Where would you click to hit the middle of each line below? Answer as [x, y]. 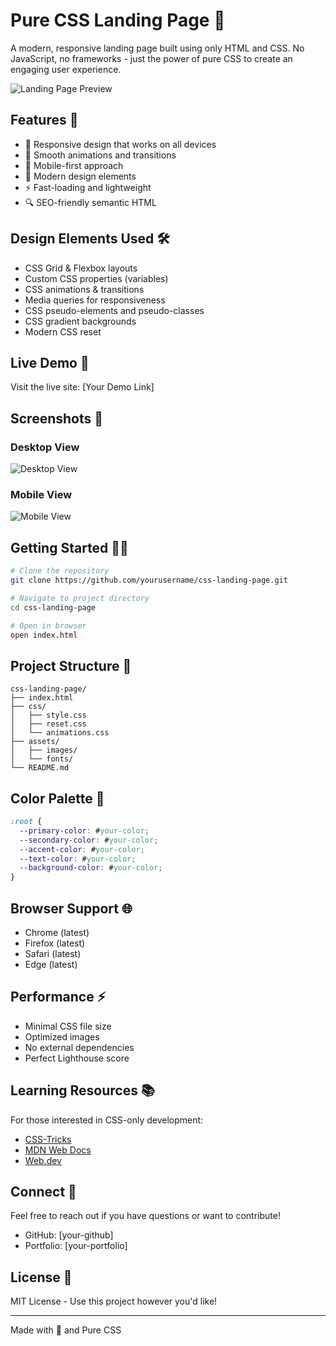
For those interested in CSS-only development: [107, 1120]
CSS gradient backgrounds [80, 321]
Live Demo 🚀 [50, 362]
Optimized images [62, 1036]
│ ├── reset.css [48, 724]
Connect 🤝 [43, 1192]
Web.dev [43, 1160]
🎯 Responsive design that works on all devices [120, 144]
